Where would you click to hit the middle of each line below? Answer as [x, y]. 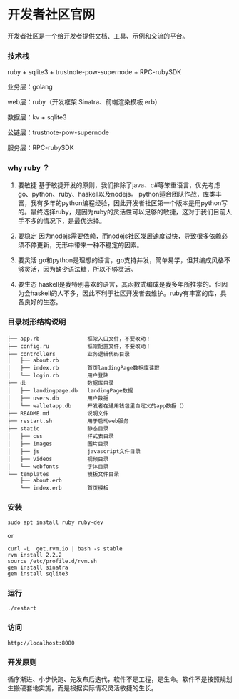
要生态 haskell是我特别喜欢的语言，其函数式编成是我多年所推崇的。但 [119, 284]
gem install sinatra [38, 568]
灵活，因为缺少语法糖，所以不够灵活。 [80, 269]
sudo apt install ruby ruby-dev [55, 522]
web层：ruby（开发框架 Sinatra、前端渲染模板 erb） [84, 102]
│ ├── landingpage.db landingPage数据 [70, 390]
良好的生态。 [43, 302]
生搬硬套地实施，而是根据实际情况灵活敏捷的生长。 [82, 688]
